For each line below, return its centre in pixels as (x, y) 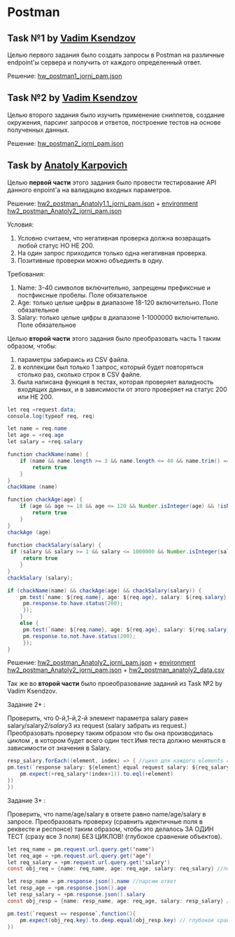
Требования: (26, 274)
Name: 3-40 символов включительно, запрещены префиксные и (114, 288)
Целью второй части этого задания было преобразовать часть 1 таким (114, 338)
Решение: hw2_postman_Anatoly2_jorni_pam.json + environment (101, 663)
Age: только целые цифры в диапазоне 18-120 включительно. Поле (117, 302)
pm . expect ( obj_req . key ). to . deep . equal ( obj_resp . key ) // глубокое (117, 920)
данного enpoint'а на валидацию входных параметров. (90, 189)
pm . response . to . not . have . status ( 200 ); (79, 636)
